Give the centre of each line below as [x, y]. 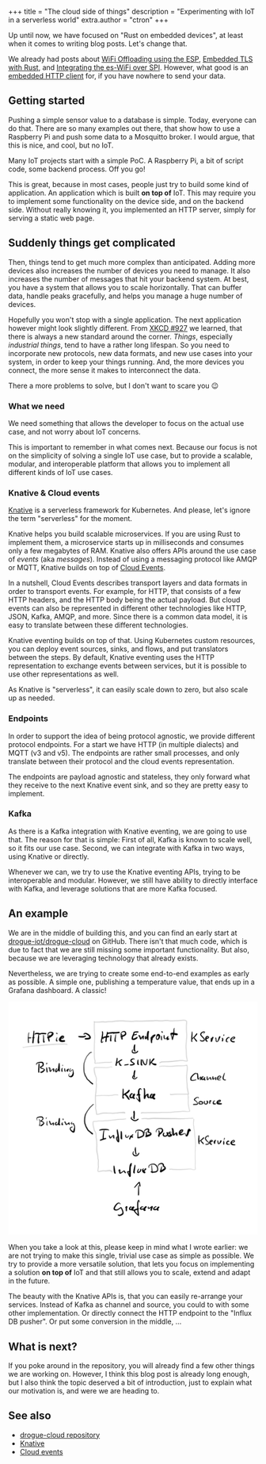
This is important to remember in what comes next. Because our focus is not [133, 446]
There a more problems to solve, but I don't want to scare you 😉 [114, 385]
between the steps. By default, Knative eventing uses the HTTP [112, 657]
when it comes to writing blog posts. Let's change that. [98, 44]
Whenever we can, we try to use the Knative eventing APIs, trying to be [124, 872]
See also [30, 1416]
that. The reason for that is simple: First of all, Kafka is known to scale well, [130, 839]
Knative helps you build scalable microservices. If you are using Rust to [124, 534]
